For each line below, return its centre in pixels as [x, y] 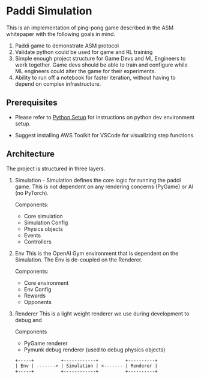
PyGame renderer [46, 343]
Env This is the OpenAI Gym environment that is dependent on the [97, 253]
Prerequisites [32, 103]
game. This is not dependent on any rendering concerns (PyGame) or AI [104, 187]
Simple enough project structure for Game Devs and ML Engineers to [100, 58]
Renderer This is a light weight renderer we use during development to [102, 314]
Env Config [37, 289]
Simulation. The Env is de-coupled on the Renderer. [79, 260]
